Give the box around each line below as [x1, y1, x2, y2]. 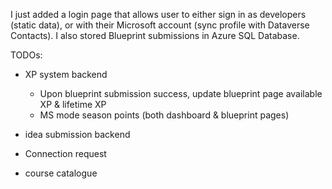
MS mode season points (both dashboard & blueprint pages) [39, 109, 290, 121]
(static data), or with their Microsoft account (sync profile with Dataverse [10, 19, 310, 31]
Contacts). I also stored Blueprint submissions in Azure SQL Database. [10, 30, 300, 41]
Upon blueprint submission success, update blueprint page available [39, 88, 323, 99]
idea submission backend [24, 129, 131, 140]
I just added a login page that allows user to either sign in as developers [10, 9, 307, 20]
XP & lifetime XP [39, 99, 107, 110]
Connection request [24, 148, 107, 159]
